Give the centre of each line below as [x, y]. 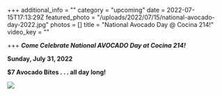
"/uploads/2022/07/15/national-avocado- [156, 17]
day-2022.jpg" [28, 25]
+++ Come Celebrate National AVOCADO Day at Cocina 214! [97, 45]
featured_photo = [71, 17]
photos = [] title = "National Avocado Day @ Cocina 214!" [132, 25]
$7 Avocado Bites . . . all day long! [57, 72]
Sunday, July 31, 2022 [40, 59]
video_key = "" [29, 32]
